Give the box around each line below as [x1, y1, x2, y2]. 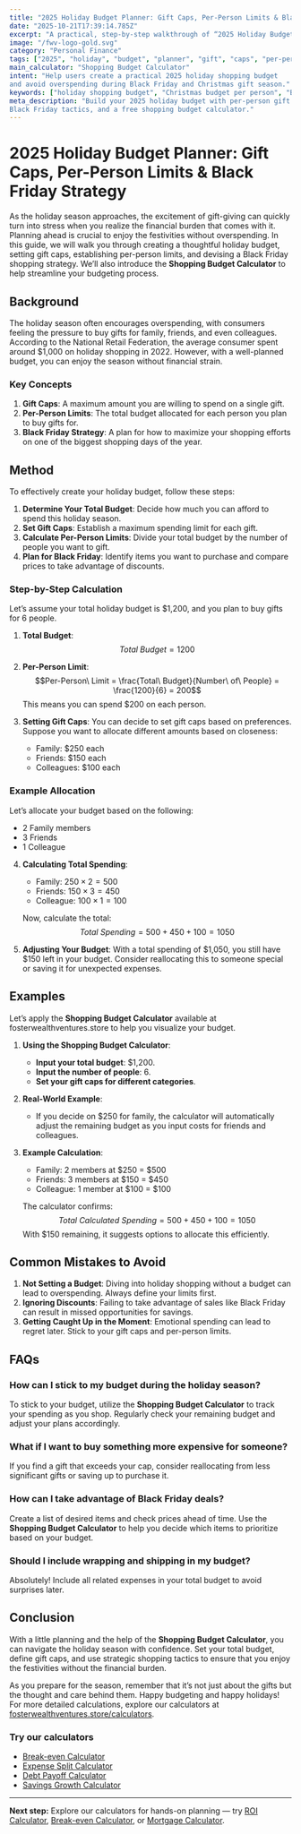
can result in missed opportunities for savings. [21, 1307, 194, 1317]
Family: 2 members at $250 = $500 [35, 1164, 167, 1175]
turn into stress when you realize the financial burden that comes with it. [9, 220, 276, 231]
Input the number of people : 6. [35, 1067, 151, 1077]
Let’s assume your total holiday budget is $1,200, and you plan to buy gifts [9, 604, 284, 614]
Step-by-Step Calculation [9, 583, 124, 596]
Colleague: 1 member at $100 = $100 [35, 1183, 172, 1194]
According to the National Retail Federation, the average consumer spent [9, 337, 279, 347]
